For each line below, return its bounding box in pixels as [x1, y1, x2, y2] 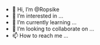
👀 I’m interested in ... [12, 12, 64, 19]
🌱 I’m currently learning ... [12, 19, 77, 26]
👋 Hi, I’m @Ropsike [12, 6, 59, 13]
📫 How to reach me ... [12, 32, 68, 39]
